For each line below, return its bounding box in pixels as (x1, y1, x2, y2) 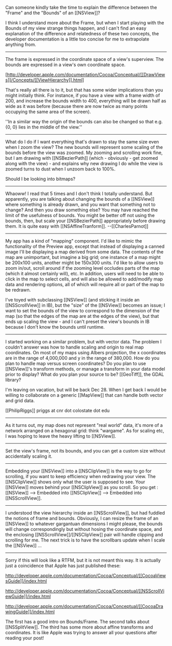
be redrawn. (5, 287, 31, 293)
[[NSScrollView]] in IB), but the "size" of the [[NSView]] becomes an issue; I (5, 302, 165, 308)
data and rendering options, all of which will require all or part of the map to (5, 282, 165, 287)
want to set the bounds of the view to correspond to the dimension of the (5, 308, 160, 314)
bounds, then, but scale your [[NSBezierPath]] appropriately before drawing (5, 218, 165, 224)
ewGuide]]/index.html (5, 593, 51, 599)
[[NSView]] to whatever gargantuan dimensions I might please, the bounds (5, 521, 163, 527)
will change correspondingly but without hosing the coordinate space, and (5, 526, 162, 532)
